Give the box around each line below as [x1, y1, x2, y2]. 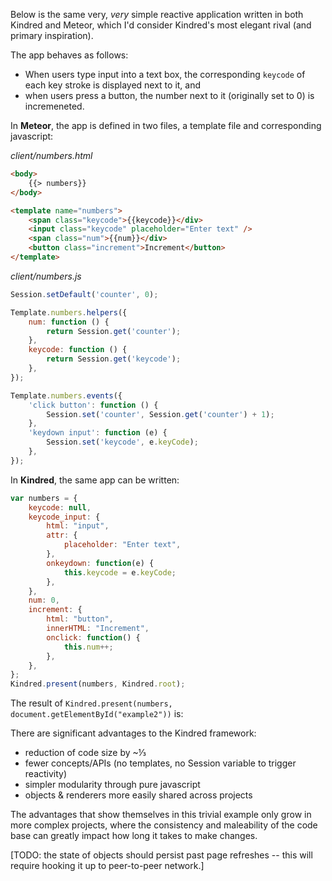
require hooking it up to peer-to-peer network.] [10, 860, 205, 872]
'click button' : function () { [28, 400, 159, 410]
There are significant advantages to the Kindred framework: [10, 727, 257, 739]
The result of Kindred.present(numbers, [10, 697, 173, 709]
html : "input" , [46, 521, 110, 531]
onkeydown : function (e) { [46, 558, 155, 568]
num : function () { [28, 317, 110, 327]
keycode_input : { [28, 512, 101, 522]
